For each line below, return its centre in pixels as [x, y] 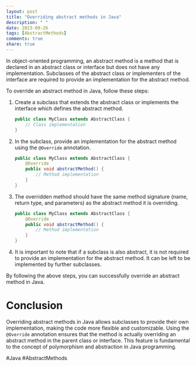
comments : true [25, 39]
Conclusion [35, 306]
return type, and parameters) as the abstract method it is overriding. [97, 203]
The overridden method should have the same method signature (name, [101, 196]
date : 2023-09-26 [27, 28]
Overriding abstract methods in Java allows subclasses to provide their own [97, 321]
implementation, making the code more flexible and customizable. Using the [98, 328]
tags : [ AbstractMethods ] [36, 33]
